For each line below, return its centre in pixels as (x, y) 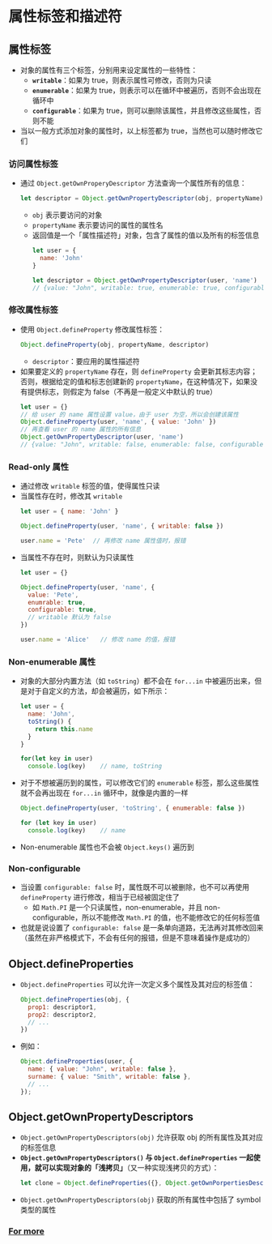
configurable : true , (62, 610)
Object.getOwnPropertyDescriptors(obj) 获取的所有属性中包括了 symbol (140, 1199)
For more (26, 1231)
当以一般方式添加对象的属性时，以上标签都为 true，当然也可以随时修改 (138, 131)
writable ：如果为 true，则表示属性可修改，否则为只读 (122, 80)
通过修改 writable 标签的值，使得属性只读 (90, 486)
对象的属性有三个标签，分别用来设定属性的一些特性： (109, 70)
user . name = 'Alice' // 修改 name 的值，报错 (98, 640)
